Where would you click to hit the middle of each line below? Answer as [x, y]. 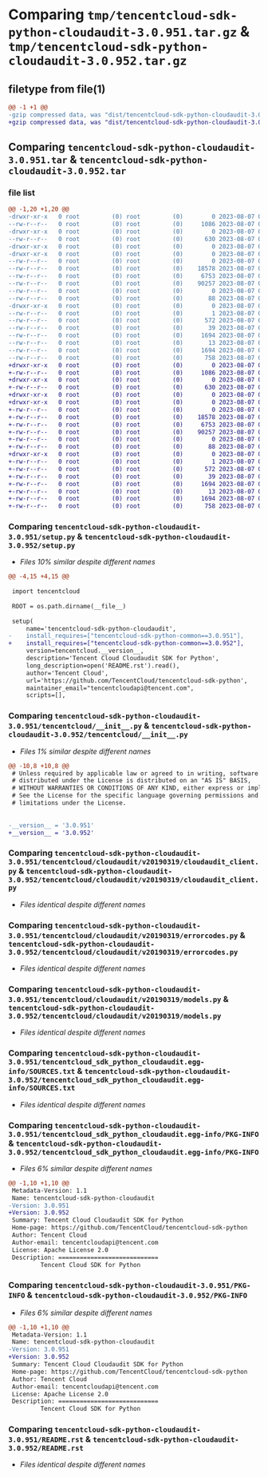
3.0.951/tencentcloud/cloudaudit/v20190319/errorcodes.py [123, 935]
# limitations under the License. [69, 803]
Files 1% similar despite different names [85, 751]
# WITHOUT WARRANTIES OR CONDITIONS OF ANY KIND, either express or [128, 788]
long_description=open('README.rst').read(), [103, 665]
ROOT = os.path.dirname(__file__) [69, 606]
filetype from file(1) [57, 89]
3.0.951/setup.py [42, 537]
